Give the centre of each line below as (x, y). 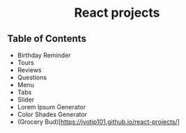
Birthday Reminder (44, 55)
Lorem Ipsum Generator (51, 107)
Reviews (29, 70)
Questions (32, 77)
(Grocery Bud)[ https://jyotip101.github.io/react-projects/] (98, 122)
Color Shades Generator (52, 114)
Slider (26, 100)
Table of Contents (47, 39)
